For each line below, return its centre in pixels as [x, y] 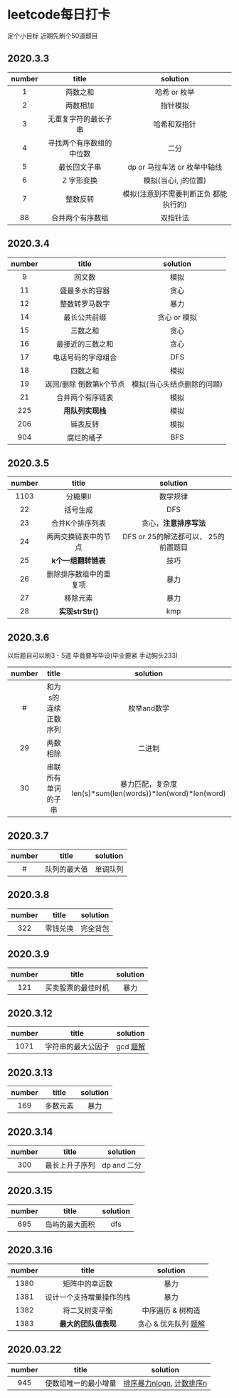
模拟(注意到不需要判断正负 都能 [175, 193]
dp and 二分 [122, 1165]
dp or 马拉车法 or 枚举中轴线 [175, 167]
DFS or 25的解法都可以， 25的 [174, 537]
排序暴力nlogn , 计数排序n [165, 1383]
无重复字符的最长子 [80, 118]
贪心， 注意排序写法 [174, 524]
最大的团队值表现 [88, 1324]
